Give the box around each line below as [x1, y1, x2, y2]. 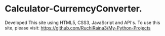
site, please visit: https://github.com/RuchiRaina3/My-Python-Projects [5, 24, 151, 30]
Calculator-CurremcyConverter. [5, 3, 142, 14]
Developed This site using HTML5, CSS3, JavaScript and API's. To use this [5, 19, 160, 25]
